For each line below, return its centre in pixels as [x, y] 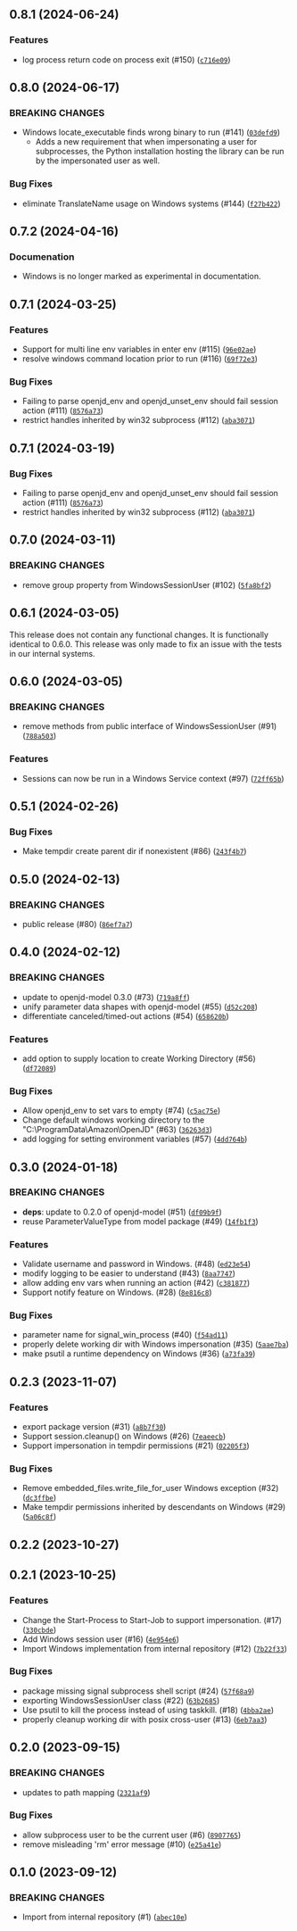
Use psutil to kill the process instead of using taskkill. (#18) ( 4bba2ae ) [148, 1710]
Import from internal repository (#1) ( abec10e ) [104, 1917]
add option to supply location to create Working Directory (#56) [139, 1058]
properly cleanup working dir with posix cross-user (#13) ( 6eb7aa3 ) [144, 1719]
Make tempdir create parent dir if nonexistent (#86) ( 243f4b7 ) [134, 851]
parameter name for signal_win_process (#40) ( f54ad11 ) [125, 1335]
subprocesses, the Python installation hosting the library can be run [160, 152]
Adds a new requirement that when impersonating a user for [146, 142]
